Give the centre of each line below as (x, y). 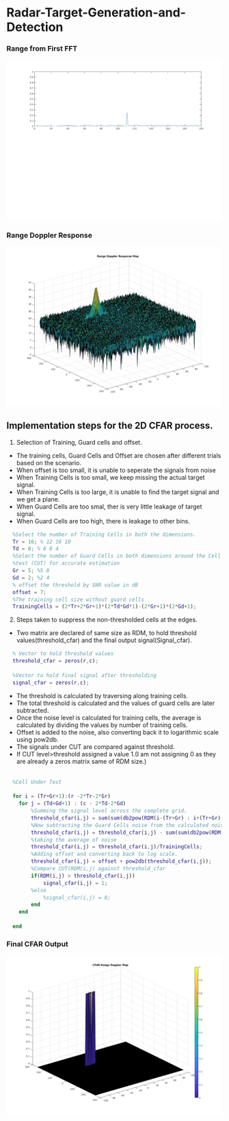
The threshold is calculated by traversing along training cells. (102, 695)
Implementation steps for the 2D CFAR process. (110, 426)
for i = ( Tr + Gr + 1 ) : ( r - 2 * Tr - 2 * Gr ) (62, 796)
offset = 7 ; (30, 592)
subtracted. (32, 710)
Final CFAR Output (38, 944)
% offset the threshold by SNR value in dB (75, 585)
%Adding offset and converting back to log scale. (105, 854)
